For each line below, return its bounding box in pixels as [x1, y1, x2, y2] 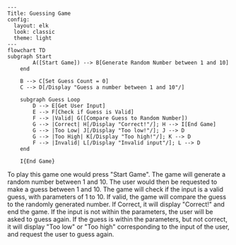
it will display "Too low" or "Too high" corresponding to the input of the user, [7, 222, 230, 231]
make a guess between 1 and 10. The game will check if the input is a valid [7, 185, 224, 194]
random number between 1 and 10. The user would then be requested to [7, 177, 218, 186]
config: [7, 16, 30, 23]
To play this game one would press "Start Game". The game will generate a [7, 170, 226, 178]
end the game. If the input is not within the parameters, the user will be [7, 208, 213, 215]
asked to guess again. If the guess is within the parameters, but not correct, [7, 215, 228, 223]
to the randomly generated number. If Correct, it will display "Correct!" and [7, 200, 225, 208]
